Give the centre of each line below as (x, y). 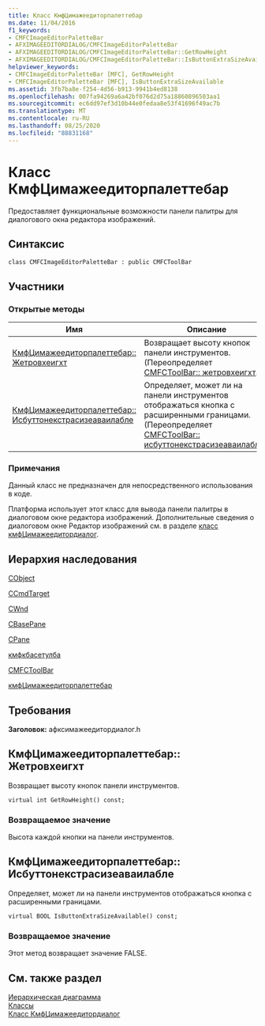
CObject (22, 579)
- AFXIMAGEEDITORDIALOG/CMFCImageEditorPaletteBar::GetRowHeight (118, 52)
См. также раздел (55, 978)
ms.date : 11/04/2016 (42, 23)
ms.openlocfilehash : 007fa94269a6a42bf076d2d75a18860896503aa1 (114, 96)
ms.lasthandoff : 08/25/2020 (54, 126)
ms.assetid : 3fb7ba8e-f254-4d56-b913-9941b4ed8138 (93, 89)
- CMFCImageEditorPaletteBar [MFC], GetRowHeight (91, 74)
